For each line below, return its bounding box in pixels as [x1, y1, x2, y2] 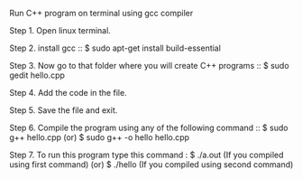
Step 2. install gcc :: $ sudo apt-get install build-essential [9, 42, 221, 53]
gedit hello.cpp [9, 70, 66, 80]
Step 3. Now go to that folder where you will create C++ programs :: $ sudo [9, 61, 290, 71]
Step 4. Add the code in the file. [9, 88, 128, 98]
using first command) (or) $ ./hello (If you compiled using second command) [9, 159, 294, 170]
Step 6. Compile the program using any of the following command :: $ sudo [9, 122, 288, 133]
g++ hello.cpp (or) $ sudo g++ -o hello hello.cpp [9, 132, 190, 143]
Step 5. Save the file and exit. [9, 105, 118, 116]
